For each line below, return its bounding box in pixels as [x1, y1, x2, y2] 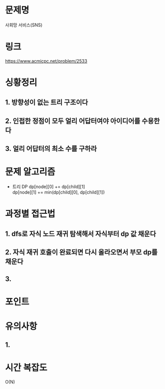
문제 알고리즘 [5, 166, 55, 178]
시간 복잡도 [5, 362, 48, 374]
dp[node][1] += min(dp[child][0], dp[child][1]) [12, 190, 105, 195]
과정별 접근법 [5, 208, 55, 219]
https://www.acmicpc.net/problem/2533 [5, 58, 88, 64]
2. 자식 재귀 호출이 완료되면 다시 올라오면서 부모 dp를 [5, 248, 158, 257]
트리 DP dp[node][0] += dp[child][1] [12, 184, 85, 190]
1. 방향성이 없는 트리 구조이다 [5, 98, 88, 107]
